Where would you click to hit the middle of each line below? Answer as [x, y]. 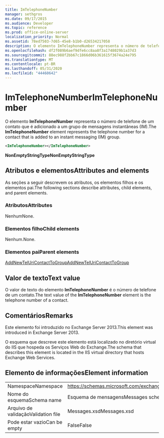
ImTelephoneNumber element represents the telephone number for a [75, 131]
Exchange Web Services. [30, 358]
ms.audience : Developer [29, 23]
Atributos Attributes [29, 205]
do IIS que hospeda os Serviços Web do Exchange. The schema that [73, 347]
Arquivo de [20, 408]
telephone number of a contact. [37, 300]
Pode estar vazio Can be [35, 422]
